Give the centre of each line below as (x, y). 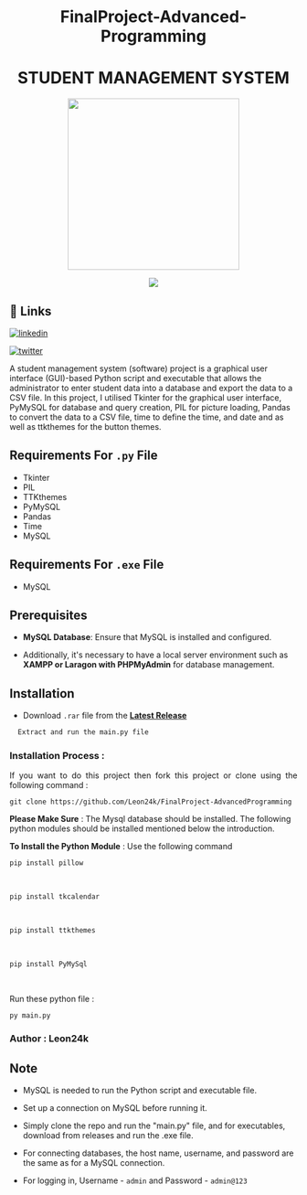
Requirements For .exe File (87, 565)
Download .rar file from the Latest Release (105, 716)
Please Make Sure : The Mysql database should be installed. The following (150, 819)
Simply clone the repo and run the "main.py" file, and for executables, (154, 1126)
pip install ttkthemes (53, 931)
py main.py (30, 1016)
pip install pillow (47, 863)
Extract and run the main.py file (83, 732)
